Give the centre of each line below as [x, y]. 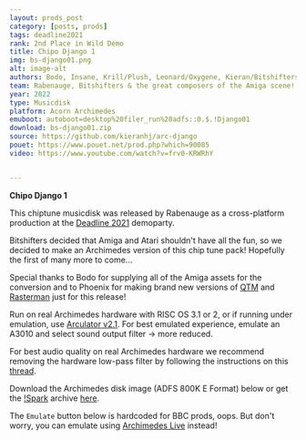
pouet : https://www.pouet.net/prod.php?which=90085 [109, 145]
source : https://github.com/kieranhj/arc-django [103, 137]
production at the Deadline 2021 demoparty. [92, 222]
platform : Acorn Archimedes [63, 111]
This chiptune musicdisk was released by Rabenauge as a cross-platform [147, 213]
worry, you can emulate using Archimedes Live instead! [113, 425]
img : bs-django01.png [51, 60]
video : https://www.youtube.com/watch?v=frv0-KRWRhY [112, 153]
